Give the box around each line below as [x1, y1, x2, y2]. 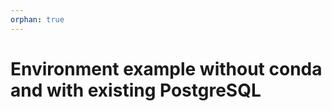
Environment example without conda [10, 57, 323, 80]
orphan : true [10, 14, 65, 25]
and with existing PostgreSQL [10, 79, 262, 101]
